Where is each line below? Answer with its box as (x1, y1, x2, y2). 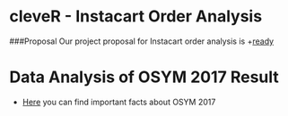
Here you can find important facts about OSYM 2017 (22, 96, 216, 107)
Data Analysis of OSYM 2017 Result (9, 67, 280, 87)
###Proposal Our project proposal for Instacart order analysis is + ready (9, 36, 275, 46)
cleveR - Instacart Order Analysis (9, 6, 263, 27)
